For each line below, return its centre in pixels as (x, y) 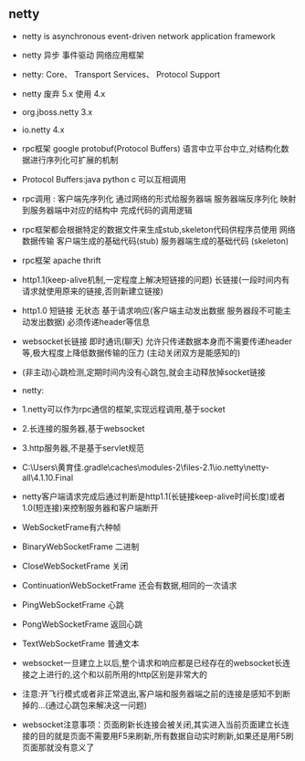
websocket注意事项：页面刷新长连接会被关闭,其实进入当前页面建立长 (152, 725)
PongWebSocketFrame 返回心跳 (82, 624)
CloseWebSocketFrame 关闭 (75, 566)
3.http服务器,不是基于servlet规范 (83, 448)
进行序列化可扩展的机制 (74, 160)
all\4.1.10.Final (47, 477)
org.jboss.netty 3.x (57, 111)
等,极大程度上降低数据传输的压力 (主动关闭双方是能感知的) (131, 352)
